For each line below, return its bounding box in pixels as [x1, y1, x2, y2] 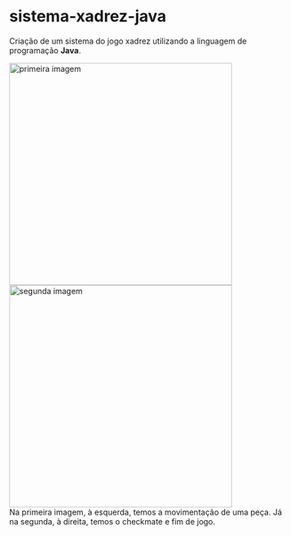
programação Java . [9, 44, 82, 55]
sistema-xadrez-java [9, 6, 167, 27]
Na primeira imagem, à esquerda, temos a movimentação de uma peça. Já [9, 507, 283, 517]
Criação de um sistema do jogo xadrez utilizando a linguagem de [9, 36, 247, 46]
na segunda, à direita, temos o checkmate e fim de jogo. [9, 516, 216, 526]
